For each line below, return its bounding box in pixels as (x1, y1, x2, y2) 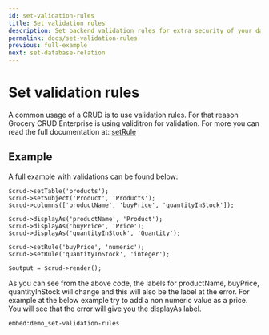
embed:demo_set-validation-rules (8, 319, 120, 327)
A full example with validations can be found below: (8, 172, 179, 181)
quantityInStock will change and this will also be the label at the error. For (8, 286, 250, 297)
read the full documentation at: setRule (8, 127, 137, 136)
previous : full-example (8, 42, 88, 50)
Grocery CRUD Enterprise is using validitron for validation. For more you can (8, 118, 260, 128)
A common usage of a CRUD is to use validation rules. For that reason (8, 110, 239, 119)
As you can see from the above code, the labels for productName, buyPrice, (8, 278, 260, 288)
